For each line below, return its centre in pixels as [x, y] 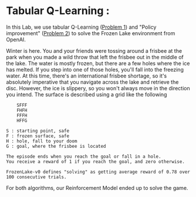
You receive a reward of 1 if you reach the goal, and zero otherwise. [95, 162]
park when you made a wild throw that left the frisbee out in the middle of [95, 57]
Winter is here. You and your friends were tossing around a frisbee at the [94, 50]
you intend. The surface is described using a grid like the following [87, 94]
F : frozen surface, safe [38, 136]
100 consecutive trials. [36, 177]
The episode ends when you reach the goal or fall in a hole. [84, 157]
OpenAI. [16, 39]
